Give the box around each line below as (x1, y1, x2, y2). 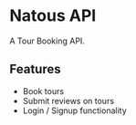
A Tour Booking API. (9, 35, 85, 46)
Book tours (22, 85, 65, 96)
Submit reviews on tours (22, 95, 115, 106)
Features (9, 62, 61, 77)
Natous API (9, 5, 97, 26)
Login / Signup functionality (22, 105, 128, 116)
